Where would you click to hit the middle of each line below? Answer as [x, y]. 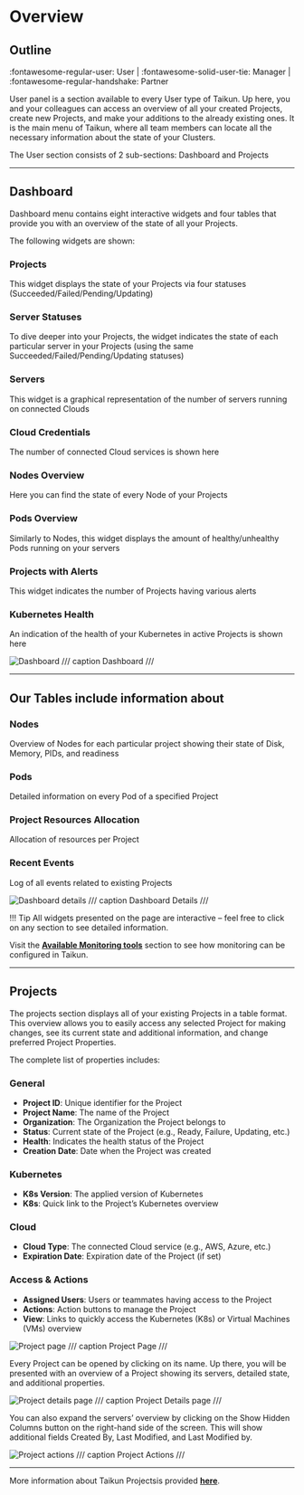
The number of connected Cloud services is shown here [114, 452]
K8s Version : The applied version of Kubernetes [113, 1194]
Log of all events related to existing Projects [91, 882]
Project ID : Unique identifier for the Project [102, 1102]
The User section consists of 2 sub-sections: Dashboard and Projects [139, 155]
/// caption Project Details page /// [158, 1400]
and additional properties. [57, 1383]
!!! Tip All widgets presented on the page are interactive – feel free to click [147, 918]
